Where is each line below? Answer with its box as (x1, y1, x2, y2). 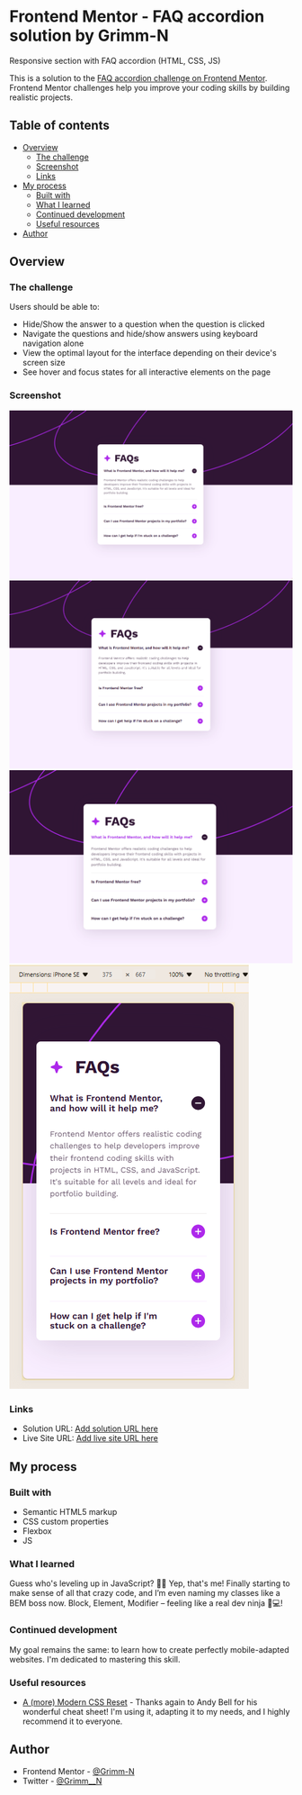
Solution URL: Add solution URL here (22, 1423, 159, 1434)
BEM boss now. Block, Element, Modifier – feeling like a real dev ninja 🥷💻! (9, 1598, 283, 1609)
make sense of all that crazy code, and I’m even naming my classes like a (9, 1588, 280, 1599)
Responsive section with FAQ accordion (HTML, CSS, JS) (9, 55, 221, 66)
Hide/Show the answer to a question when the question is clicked (22, 319, 265, 330)
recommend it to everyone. (22, 1716, 123, 1727)
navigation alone (22, 338, 84, 349)
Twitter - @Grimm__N (22, 1775, 102, 1786)
